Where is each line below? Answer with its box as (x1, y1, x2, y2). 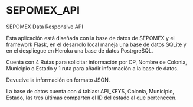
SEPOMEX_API (6, 4, 80, 17)
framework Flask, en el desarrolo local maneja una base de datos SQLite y (6, 41, 187, 48)
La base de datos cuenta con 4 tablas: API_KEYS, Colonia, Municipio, (6, 87, 175, 95)
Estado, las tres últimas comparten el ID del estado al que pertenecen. (6, 94, 177, 101)
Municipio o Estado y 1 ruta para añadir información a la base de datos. (6, 64, 179, 72)
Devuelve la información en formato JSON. (6, 76, 110, 83)
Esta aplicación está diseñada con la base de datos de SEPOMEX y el (6, 34, 175, 41)
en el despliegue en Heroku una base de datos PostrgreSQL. (6, 47, 153, 54)
